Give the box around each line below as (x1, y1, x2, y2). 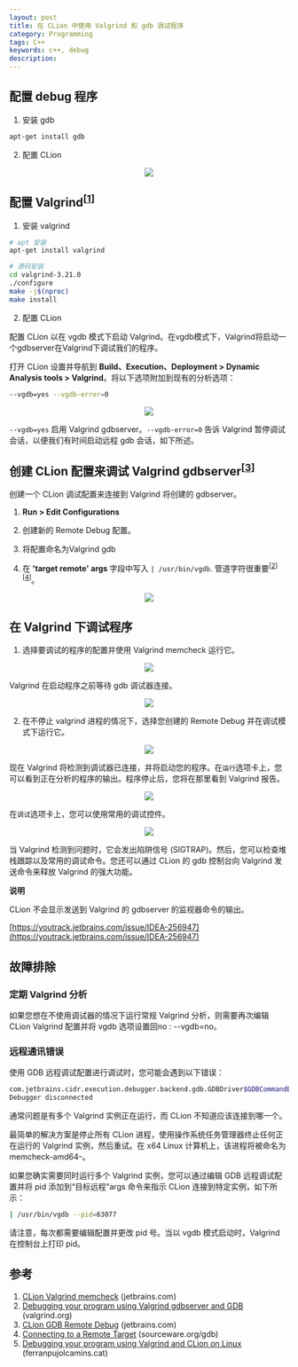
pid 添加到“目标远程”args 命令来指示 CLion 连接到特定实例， (34, 1182, 255, 1192)
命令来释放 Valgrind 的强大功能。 (16, 867, 137, 877)
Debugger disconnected (9, 1093, 93, 1103)
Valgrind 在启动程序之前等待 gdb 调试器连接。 (9, 680, 177, 691)
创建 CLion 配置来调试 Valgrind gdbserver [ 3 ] (9, 460, 255, 479)
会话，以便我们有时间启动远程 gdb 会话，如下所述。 (9, 435, 200, 445)
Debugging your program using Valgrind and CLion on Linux (21, 1338, 242, 1348)
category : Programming (9, 29, 93, 38)
